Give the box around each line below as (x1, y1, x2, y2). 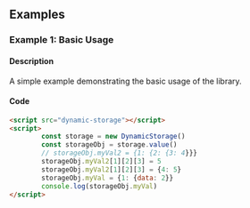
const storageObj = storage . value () (41, 140, 178, 149)
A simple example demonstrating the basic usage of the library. (9, 76, 243, 86)
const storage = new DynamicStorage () (41, 132, 186, 141)
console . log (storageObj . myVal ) (41, 181, 158, 190)
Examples (9, 7, 65, 22)
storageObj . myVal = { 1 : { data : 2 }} (41, 173, 174, 182)
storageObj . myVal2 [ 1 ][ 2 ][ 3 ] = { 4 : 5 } (41, 164, 182, 174)
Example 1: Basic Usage (9, 34, 114, 46)
